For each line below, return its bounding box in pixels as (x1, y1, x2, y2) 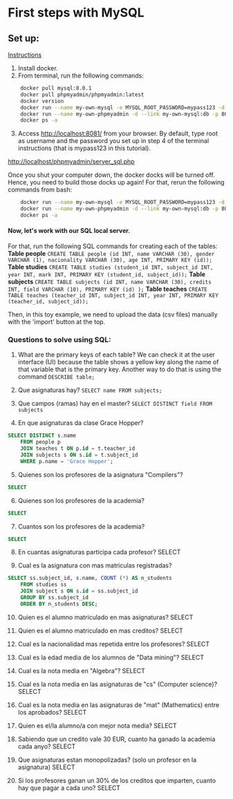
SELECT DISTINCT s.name (8, 432, 77, 440)
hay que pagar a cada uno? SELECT (17, 783, 120, 792)
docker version (20, 97, 64, 104)
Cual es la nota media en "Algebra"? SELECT (17, 666, 146, 675)
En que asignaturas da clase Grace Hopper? (17, 419, 144, 427)
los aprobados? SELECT (17, 708, 87, 716)
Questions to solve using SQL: (8, 335, 111, 344)
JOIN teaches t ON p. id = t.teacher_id (20, 445, 136, 452)
